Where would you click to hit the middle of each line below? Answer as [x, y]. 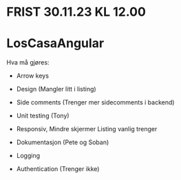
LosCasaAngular [55, 44]
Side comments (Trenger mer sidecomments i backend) [95, 102]
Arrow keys [33, 76]
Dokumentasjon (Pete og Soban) [63, 142]
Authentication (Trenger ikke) [58, 169]
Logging [28, 156]
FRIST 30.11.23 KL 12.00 [76, 12]
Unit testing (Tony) [43, 116]
